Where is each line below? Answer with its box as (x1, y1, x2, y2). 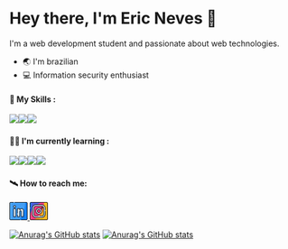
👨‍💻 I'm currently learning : (9, 135, 110, 146)
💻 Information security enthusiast (22, 69, 149, 80)
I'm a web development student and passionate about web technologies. (9, 38, 280, 49)
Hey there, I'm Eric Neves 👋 (9, 8, 218, 29)
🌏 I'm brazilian (22, 56, 79, 67)
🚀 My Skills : (9, 94, 56, 105)
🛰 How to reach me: (9, 178, 88, 189)
